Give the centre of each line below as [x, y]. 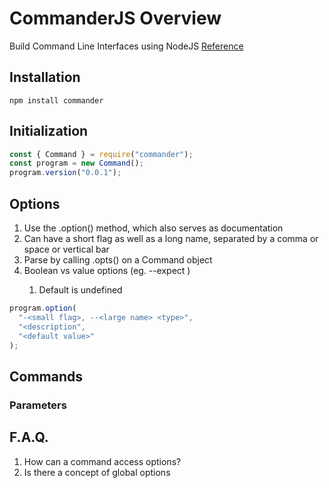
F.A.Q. [29, 437]
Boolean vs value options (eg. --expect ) [107, 270]
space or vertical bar [66, 249]
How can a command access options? [102, 461]
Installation [45, 77]
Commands [46, 376]
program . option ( [43, 308]
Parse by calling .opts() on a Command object [118, 260]
